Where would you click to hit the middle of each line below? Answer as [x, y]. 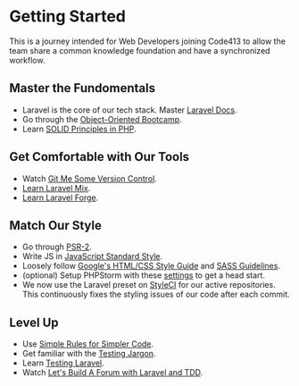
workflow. [27, 60]
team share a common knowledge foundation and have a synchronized [140, 50]
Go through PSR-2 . [57, 247]
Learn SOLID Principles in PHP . [79, 129]
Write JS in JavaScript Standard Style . [92, 256]
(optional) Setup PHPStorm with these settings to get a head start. [144, 275]
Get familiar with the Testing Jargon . [89, 354]
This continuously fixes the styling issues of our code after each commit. [156, 294]
